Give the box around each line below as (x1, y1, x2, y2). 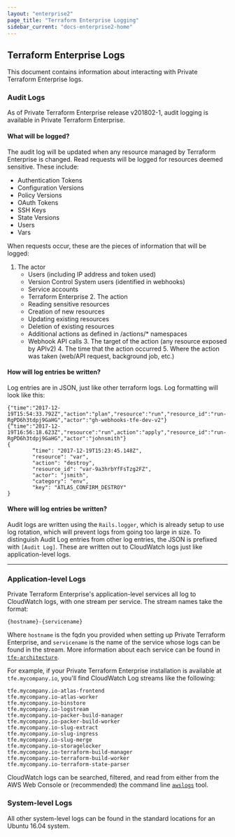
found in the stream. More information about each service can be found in (7, 645, 220, 654)
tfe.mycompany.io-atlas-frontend (7, 687, 105, 695)
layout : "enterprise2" (7, 10, 73, 17)
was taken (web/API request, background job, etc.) (27, 351, 175, 360)
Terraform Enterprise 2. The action (27, 292, 128, 301)
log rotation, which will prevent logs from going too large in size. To (7, 528, 201, 536)
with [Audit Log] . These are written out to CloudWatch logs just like (7, 543, 203, 551)
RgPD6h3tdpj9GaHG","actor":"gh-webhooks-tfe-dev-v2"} (7, 416, 168, 423)
